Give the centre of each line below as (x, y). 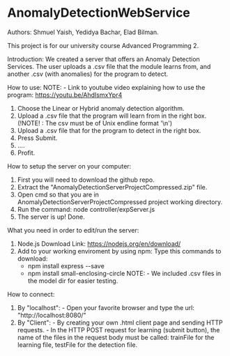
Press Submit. (37, 138)
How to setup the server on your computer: (69, 166)
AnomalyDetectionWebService (99, 13)
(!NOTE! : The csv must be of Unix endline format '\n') (95, 123)
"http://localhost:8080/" (52, 315)
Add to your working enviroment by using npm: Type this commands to (119, 251)
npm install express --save (66, 265)
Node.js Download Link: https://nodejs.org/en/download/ (99, 243)
